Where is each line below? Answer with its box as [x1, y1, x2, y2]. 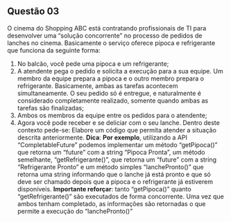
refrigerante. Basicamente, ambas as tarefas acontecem [17, 81, 178, 89]
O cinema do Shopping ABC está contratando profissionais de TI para [7, 24, 207, 32]
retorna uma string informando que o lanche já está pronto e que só [17, 170, 212, 178]
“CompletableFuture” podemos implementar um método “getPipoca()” [17, 140, 218, 148]
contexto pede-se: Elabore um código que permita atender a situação [17, 126, 217, 134]
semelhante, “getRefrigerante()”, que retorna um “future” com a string [17, 155, 217, 164]
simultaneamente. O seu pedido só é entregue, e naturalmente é [17, 89, 201, 97]
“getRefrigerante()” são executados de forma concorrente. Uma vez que [17, 192, 224, 200]
